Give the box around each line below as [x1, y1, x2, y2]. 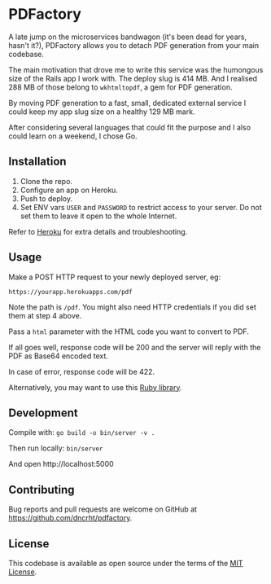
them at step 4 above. [8, 310, 82, 320]
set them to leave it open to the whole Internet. [20, 211, 177, 221]
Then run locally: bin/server [8, 443, 103, 453]
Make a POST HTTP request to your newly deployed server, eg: [8, 272, 221, 282]
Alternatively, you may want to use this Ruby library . [8, 382, 182, 392]
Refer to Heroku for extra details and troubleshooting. [8, 226, 188, 236]
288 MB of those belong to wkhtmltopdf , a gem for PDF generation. [8, 82, 233, 92]
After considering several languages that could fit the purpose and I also [8, 122, 251, 132]
